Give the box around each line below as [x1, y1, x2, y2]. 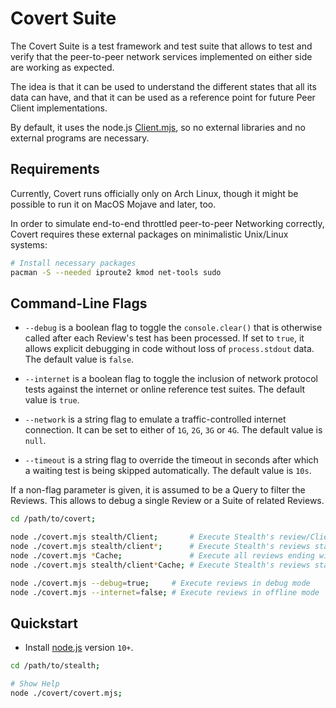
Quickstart [10, 615, 79, 632]
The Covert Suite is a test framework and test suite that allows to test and [10, 40, 313, 52]
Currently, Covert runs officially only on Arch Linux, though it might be [10, 187, 299, 199]
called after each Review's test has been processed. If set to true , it [24, 332, 305, 344]
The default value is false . [24, 353, 135, 366]
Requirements [10, 161, 100, 178]
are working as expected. [10, 61, 115, 73]
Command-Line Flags [10, 295, 148, 312]
